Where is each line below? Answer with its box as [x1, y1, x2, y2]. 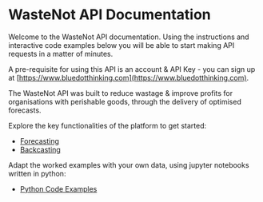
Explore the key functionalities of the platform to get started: [8, 121, 207, 130]
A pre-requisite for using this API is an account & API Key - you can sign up [8, 64, 256, 73]
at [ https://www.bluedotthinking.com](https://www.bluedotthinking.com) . [8, 73, 249, 82]
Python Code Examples [19, 184, 98, 193]
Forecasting [19, 136, 60, 145]
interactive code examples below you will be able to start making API [8, 40, 235, 50]
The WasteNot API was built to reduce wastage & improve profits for [8, 88, 233, 97]
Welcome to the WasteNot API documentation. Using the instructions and [8, 32, 249, 42]
